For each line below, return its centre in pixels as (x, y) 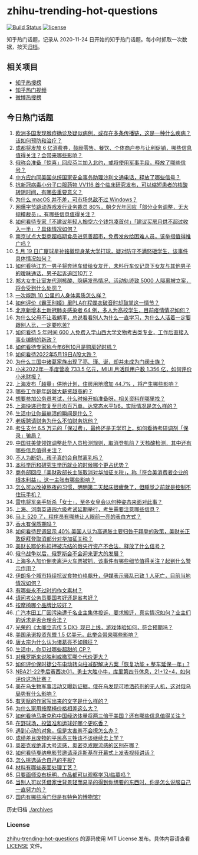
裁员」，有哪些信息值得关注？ (61, 214)
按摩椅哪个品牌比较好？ (44, 605)
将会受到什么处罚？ (39, 288)
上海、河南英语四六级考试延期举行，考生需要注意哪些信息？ (88, 509)
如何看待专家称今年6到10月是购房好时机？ (66, 347)
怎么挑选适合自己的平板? (45, 760)
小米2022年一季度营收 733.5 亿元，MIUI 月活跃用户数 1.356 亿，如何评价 (103, 369)
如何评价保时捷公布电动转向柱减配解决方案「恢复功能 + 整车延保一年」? (103, 664)
